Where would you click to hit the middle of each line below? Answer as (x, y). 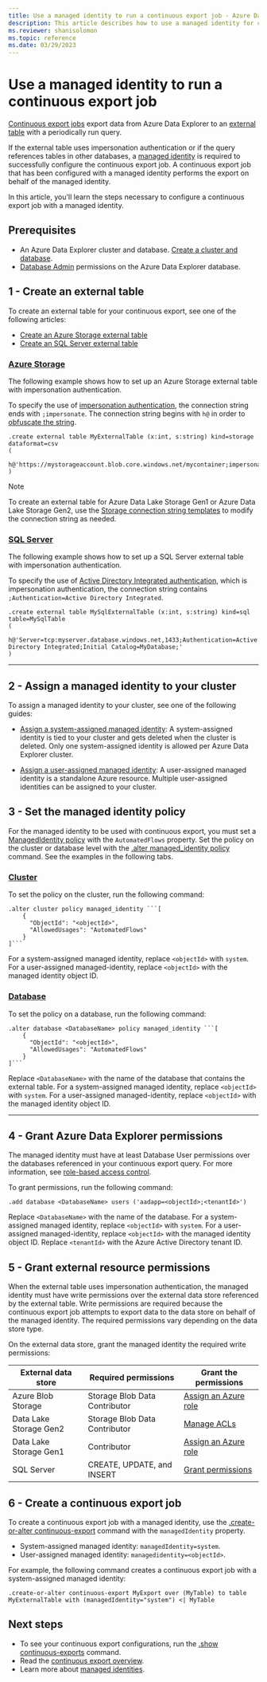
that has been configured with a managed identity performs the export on (129, 173)
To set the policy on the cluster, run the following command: (106, 894)
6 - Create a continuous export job (95, 1503)
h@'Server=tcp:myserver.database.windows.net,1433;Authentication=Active (133, 640)
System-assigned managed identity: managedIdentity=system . (120, 1546)
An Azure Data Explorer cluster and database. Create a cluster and (129, 250)
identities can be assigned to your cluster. (88, 787)
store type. (26, 1329)
